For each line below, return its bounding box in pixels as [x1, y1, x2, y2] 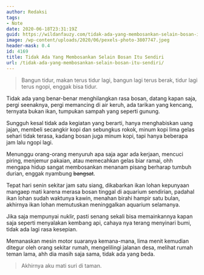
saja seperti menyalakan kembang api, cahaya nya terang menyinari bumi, [6, 219, 192, 226]
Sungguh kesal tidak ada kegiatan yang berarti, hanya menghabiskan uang [6, 119, 193, 126]
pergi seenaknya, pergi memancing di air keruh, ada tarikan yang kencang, [6, 101, 193, 108]
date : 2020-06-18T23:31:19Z [6, 25, 78, 32]
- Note [6, 20, 23, 26]
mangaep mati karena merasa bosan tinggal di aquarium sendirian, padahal [6, 188, 195, 195]
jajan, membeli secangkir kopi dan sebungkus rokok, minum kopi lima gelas [6, 126, 195, 133]
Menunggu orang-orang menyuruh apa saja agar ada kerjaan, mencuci [6, 150, 183, 158]
